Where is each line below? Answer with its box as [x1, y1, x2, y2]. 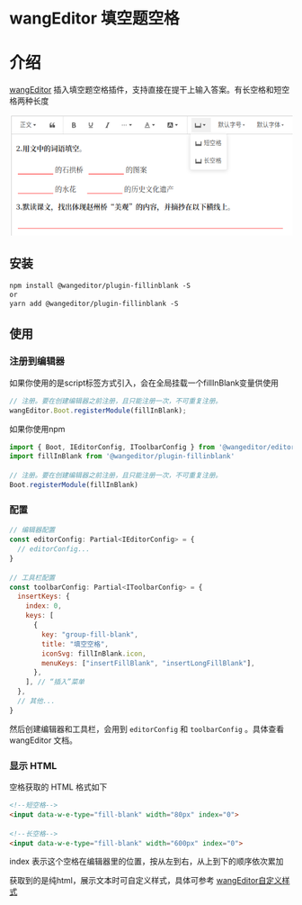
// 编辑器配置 [9, 526, 56, 535]
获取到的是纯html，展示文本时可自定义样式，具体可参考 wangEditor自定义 [9, 875, 283, 886]
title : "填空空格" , [41, 639, 110, 648]
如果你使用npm [9, 423, 66, 434]
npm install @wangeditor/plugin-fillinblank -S [9, 281, 191, 291]
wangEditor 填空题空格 [9, 8, 180, 29]
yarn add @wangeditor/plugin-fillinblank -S [9, 299, 179, 309]
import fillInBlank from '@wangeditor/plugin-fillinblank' [9, 452, 235, 461]
